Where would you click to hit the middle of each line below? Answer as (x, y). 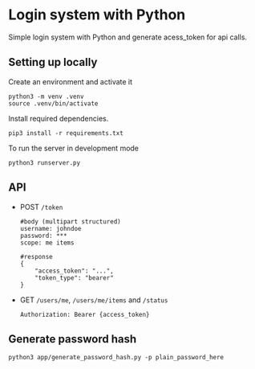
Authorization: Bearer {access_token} (85, 314)
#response (36, 256)
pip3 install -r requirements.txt (66, 133)
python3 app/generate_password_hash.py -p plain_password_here (116, 358)
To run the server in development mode (73, 148)
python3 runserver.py (45, 162)
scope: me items (47, 243)
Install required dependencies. (59, 118)
